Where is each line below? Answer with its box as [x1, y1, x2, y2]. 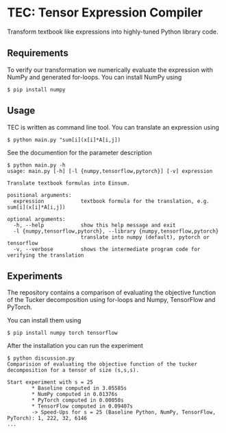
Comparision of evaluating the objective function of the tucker [7, 361, 197, 368]
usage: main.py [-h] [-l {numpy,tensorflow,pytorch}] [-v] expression [7, 167, 213, 174]
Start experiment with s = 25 [7, 379, 94, 386]
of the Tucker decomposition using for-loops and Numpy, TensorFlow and [7, 296, 216, 304]
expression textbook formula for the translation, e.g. [13, 198, 210, 204]
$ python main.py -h [7, 161, 66, 169]
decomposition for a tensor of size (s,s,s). [7, 367, 139, 374]
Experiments [7, 270, 63, 282]
